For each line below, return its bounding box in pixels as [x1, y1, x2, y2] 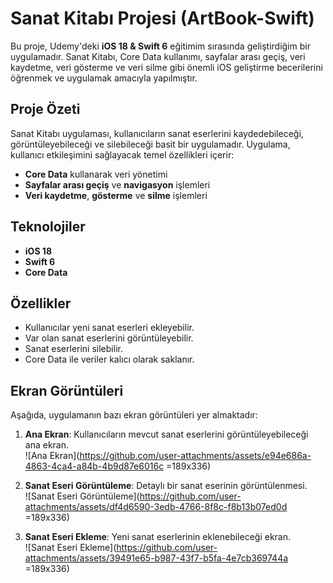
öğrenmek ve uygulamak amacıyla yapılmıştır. [10, 72, 198, 84]
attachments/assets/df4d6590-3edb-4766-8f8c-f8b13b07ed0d [24, 501, 288, 513]
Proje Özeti [10, 101, 81, 118]
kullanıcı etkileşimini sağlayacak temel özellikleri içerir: [10, 148, 235, 161]
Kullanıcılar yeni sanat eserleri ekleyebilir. [24, 322, 195, 334]
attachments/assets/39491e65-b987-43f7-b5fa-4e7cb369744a [24, 552, 289, 564]
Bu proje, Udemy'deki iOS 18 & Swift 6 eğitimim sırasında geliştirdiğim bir [10, 40, 311, 52]
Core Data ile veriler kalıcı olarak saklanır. [24, 353, 195, 366]
